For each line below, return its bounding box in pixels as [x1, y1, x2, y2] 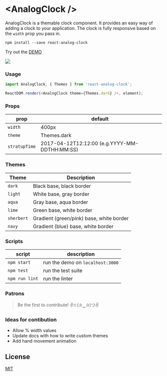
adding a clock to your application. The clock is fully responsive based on [5, 25, 156, 31]
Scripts [5, 238, 23, 245]
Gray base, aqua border [33, 198, 88, 205]
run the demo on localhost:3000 [43, 259, 119, 266]
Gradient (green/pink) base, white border [33, 215, 129, 222]
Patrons [5, 290, 25, 297]
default [91, 115, 109, 122]
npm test [7, 268, 28, 273]
